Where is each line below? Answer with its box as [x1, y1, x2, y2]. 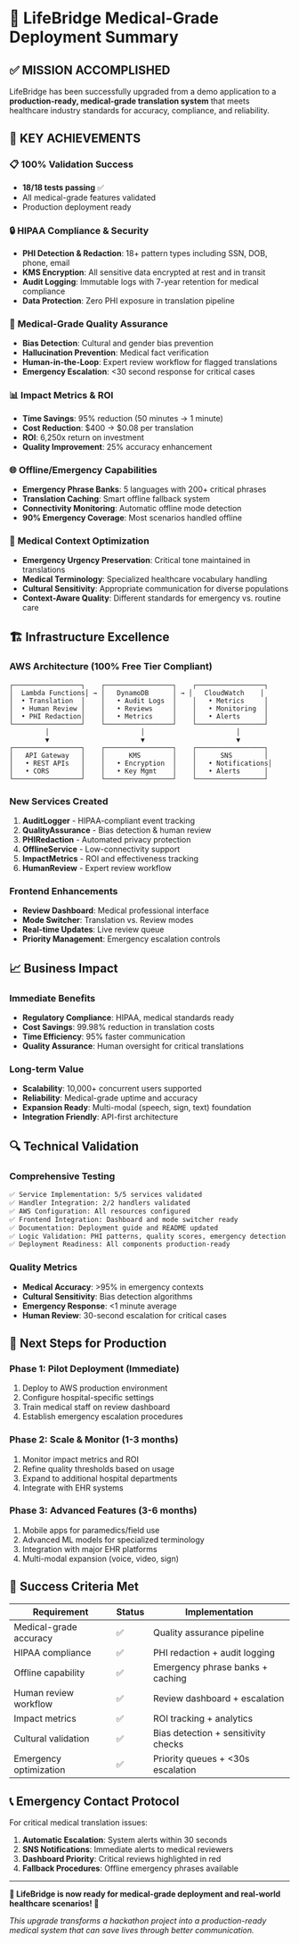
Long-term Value [9, 1063, 85, 1076]
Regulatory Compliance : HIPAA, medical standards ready [21, 1012, 234, 1023]
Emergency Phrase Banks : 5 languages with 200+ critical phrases [21, 484, 267, 494]
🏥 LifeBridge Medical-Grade [9, 8, 220, 29]
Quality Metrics [9, 1261, 78, 1274]
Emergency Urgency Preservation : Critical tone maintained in [21, 555, 251, 566]
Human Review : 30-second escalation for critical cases [21, 1309, 227, 1320]
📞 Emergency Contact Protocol [9, 1794, 180, 1809]
